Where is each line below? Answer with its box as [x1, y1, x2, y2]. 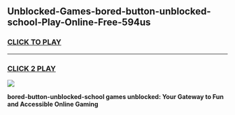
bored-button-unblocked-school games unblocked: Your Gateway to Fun [7, 92, 224, 100]
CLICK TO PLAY [7, 38, 62, 47]
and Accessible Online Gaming [7, 100, 99, 108]
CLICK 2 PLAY [7, 63, 56, 73]
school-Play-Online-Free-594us [7, 17, 151, 29]
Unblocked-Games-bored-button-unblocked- [7, 6, 211, 17]
